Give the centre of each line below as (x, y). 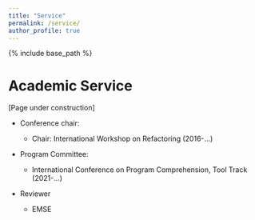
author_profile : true (44, 30)
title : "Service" (37, 16)
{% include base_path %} (50, 54)
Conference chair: (50, 123)
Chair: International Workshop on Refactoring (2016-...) (122, 139)
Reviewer (35, 194)
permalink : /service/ (44, 23)
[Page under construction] (52, 108)
